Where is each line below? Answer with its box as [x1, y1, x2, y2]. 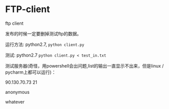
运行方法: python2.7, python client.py [5, 41, 84, 47]
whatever [5, 98, 25, 104]
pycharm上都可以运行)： [5, 69, 56, 75]
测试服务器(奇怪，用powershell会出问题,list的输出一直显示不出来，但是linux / [5, 63, 164, 69]
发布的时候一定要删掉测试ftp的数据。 [5, 30, 81, 36]
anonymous [5, 89, 30, 95]
